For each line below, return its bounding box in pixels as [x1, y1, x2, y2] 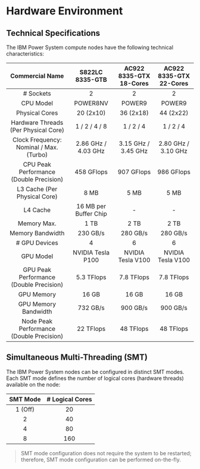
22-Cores [160, 79, 189, 87]
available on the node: [6, 381, 61, 388]
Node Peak [21, 317, 53, 325]
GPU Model [21, 252, 54, 260]
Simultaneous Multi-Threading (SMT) [6, 352, 148, 363]
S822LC [79, 68, 103, 76]
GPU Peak [23, 266, 52, 274]
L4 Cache [23, 206, 51, 214]
